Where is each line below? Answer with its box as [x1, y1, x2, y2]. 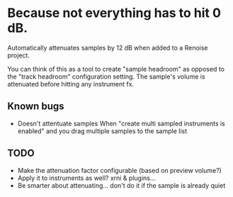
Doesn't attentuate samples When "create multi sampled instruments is [17, 119, 225, 128]
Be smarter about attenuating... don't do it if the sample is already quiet [17, 181, 226, 189]
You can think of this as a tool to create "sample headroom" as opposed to [7, 64, 225, 73]
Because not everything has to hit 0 [7, 5, 222, 21]
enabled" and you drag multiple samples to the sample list [17, 126, 188, 135]
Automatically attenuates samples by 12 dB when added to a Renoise [7, 43, 208, 52]
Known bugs [7, 101, 65, 113]
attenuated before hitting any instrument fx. [7, 79, 135, 88]
